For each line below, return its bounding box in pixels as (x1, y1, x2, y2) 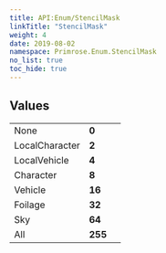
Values (9, 98, 50, 114)
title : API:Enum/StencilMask (9, 13, 120, 23)
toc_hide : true (9, 65, 67, 74)
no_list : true (9, 56, 64, 65)
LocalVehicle (14, 153, 70, 166)
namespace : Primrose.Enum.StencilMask (9, 47, 157, 57)
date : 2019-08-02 (9, 38, 76, 48)
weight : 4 (9, 30, 47, 39)
